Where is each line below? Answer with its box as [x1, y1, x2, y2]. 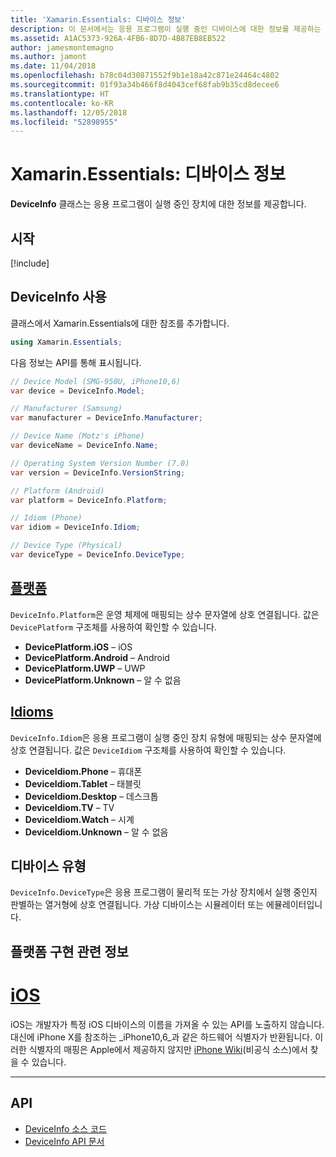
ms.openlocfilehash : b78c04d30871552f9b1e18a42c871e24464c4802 [10, 71, 280, 81]
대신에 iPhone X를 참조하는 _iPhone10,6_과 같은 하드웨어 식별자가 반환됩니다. [10, 1031, 313, 1043]
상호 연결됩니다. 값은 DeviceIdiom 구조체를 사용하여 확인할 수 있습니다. [10, 744, 287, 756]
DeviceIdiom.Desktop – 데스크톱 [24, 790, 159, 802]
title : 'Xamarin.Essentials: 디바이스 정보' [10, 14, 187, 25]
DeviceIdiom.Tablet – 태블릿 [24, 777, 142, 790]
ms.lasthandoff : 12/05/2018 [10, 107, 128, 118]
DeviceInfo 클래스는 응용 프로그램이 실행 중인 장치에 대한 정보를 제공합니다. [10, 198, 307, 210]
